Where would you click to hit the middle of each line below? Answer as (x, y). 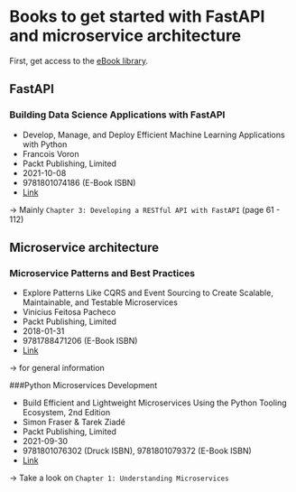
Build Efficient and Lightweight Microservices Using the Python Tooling (154, 403)
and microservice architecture (125, 36)
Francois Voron (51, 153)
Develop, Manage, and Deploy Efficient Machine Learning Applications (154, 135)
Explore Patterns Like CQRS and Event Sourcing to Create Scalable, (148, 293)
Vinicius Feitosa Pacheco (69, 312)
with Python (45, 144)
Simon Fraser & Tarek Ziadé (74, 422)
